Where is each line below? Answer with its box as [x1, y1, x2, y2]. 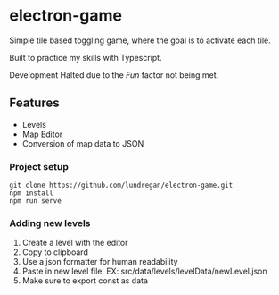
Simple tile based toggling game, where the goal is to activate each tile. [9, 35, 271, 46]
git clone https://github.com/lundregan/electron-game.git [9, 181, 234, 190]
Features [9, 96, 60, 111]
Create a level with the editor [21, 238, 128, 249]
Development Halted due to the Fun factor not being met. [9, 69, 219, 80]
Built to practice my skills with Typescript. [9, 52, 162, 63]
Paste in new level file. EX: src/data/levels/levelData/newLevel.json [21, 265, 267, 277]
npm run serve [9, 197, 62, 206]
